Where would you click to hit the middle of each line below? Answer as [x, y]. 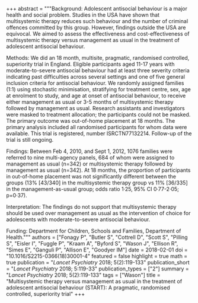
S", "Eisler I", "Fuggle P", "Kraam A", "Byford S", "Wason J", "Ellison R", [92, 243]
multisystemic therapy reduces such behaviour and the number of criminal [97, 21]
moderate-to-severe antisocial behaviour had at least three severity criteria [98, 70]
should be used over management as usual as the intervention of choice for [98, 213]
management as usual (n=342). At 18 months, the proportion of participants [98, 170]
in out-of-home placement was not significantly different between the [91, 176]
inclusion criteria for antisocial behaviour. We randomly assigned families [95, 83]
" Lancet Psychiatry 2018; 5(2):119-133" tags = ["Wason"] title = [84, 275]
